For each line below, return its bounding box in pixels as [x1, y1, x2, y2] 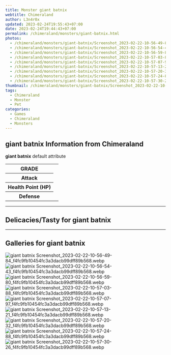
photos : [5, 36, 22, 41]
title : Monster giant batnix [5, 7, 67, 13]
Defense [18, 193, 40, 200]
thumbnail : [5, 83, 28, 88]
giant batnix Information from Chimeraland [5, 140, 144, 149]
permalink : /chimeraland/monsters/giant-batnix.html [5, 31, 120, 36]
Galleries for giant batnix [5, 239, 85, 247]
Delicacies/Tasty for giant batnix [5, 216, 111, 224]
